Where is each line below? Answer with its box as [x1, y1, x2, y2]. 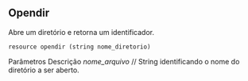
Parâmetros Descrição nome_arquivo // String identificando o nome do [8, 56, 240, 66]
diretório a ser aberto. [8, 65, 79, 75]
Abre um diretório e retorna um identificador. [8, 27, 155, 37]
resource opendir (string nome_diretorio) [8, 43, 151, 51]
